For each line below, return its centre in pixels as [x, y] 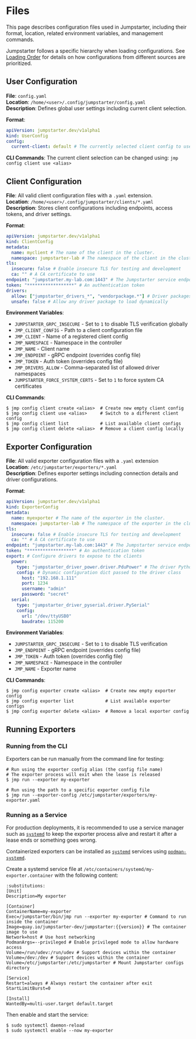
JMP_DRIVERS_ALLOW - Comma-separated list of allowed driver [87, 368]
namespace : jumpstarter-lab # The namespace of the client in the [94, 258]
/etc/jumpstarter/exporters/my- [118, 795]
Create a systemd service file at [44, 869]
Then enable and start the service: [48, 1015]
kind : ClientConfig [30, 241]
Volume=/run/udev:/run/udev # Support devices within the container [91, 953]
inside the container [32, 922]
